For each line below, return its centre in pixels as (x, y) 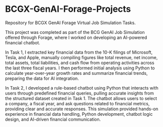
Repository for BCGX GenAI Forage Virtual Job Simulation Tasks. (70, 23)
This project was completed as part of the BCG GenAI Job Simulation (75, 32)
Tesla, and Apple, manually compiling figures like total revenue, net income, (81, 57)
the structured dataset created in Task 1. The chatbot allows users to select (81, 98)
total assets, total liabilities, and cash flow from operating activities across (80, 63)
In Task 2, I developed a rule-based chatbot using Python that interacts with (82, 88)
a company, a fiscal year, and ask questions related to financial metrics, (77, 103)
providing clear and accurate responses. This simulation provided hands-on (82, 109)
